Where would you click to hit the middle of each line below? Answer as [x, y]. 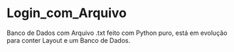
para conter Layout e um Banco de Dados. [69, 40]
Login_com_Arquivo [67, 13]
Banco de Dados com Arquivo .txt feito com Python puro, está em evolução [117, 33]
